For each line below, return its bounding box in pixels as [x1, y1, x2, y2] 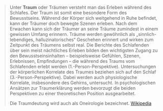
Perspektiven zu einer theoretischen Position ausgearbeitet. [9, 91, 136, 96]
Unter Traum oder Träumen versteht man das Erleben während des [9, 5, 152, 10]
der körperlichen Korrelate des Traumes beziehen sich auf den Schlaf [9, 69, 156, 75]
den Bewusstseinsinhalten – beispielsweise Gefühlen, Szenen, [9, 53, 141, 59]
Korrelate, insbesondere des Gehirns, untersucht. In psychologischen [9, 80, 156, 86]
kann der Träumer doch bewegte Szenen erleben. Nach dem [9, 20, 137, 26]
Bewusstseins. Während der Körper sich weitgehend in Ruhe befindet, [9, 15, 157, 21]
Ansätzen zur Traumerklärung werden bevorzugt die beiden [9, 85, 136, 91]
